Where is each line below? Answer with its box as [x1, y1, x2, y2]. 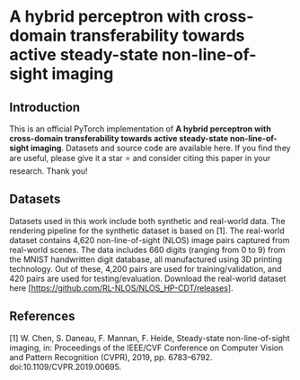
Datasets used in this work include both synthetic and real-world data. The [9, 215, 286, 226]
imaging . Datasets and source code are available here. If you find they [30, 142, 291, 153]
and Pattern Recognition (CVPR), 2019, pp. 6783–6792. [9, 351, 213, 362]
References [9, 309, 75, 324]
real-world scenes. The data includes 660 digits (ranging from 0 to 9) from [9, 244, 286, 255]
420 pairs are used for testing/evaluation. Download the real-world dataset [9, 273, 287, 284]
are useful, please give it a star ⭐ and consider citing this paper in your [9, 153, 271, 163]
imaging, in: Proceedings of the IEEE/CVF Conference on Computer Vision [9, 342, 284, 353]
